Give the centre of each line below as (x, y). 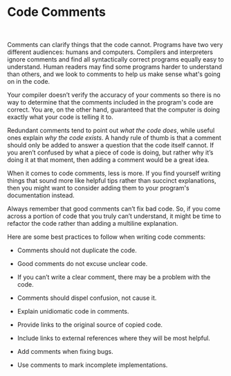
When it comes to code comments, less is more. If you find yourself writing (114, 173)
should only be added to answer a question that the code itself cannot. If (111, 145)
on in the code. (29, 81)
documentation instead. (41, 195)
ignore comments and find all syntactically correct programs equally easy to (115, 59)
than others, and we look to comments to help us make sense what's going (114, 74)
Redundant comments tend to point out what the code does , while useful (111, 130)
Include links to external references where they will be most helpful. (114, 338)
